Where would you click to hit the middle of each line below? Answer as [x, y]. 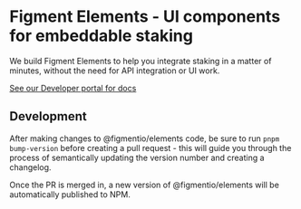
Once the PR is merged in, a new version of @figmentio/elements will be [144, 185]
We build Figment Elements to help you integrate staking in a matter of [141, 61]
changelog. [30, 167]
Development [49, 116]
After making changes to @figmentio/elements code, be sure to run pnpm [145, 138]
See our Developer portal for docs [73, 88]
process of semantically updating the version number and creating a [137, 157]
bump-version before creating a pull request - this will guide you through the [150, 147]
